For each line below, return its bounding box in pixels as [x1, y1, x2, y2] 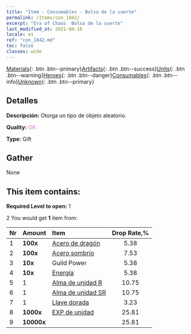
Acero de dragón [52, 239, 101, 248]
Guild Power [52, 259, 87, 267]
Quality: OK [6, 123, 36, 131]
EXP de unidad [52, 308, 94, 316]
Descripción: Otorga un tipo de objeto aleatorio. [6, 112, 127, 119]
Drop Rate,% [112, 229, 150, 237]
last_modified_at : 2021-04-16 [6, 26, 83, 32]
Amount [22, 229, 47, 237]
